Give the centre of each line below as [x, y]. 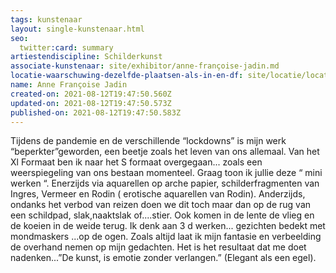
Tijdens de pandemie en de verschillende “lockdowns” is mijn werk [148, 141]
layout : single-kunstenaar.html [77, 29]
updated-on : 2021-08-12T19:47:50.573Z [91, 103]
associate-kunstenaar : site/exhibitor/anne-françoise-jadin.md [145, 66]
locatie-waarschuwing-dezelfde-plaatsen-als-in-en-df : [127, 76]
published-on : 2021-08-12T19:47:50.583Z [96, 112]
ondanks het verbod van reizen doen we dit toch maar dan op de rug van [161, 205]
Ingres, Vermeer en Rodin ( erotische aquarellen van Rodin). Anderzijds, [158, 194]
